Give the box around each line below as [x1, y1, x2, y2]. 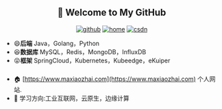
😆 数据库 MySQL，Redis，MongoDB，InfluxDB [13, 47, 147, 56]
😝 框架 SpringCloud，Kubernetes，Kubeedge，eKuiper [13, 56, 171, 64]
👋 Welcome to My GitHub [57, 7, 166, 19]
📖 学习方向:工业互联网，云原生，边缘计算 [13, 94, 129, 102]
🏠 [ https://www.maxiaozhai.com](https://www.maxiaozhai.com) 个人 [13, 75, 210, 83]
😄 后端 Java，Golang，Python [13, 39, 100, 47]
